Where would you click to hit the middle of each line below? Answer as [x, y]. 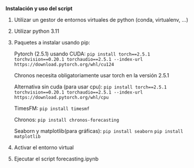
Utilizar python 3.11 [37, 31]
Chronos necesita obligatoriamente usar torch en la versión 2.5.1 [91, 75]
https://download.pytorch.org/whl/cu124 [64, 64]
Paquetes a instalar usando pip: [52, 42]
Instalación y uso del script [39, 8]
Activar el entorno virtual [44, 148]
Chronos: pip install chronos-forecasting [67, 120]
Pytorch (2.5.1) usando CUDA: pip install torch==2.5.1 [82, 54]
